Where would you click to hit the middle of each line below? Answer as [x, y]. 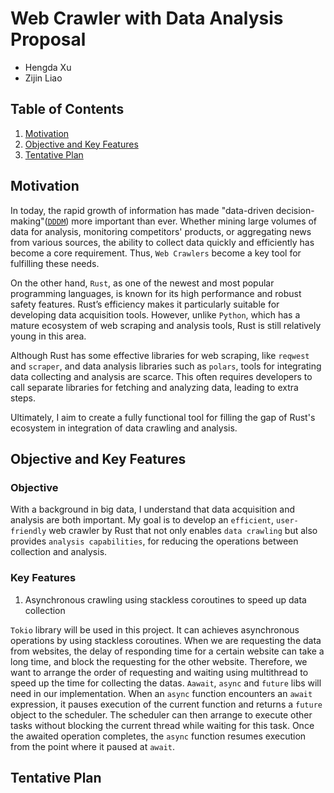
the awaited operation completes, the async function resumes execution [158, 736]
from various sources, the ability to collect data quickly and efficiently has [162, 242]
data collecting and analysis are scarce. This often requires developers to [161, 376]
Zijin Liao [43, 78]
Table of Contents [67, 109]
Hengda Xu [48, 67]
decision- [295, 210]
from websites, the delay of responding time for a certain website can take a [167, 651]
